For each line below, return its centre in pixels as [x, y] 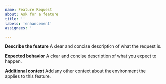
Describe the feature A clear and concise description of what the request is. [83, 46]
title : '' [15, 19]
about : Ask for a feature [32, 14]
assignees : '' [20, 28]
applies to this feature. [28, 76]
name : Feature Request [28, 10]
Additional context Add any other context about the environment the [76, 71]
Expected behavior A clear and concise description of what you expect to [81, 56]
